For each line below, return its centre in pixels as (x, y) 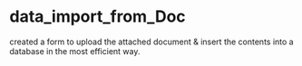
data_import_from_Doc (97, 17)
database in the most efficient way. (75, 51)
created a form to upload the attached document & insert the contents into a (151, 42)
